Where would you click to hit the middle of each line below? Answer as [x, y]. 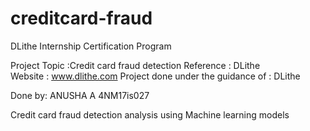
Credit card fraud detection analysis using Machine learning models [150, 114]
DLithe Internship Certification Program [91, 46]
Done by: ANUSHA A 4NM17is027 [80, 95]
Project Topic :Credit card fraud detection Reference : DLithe [135, 65]
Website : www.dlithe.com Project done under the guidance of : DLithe [155, 76]
